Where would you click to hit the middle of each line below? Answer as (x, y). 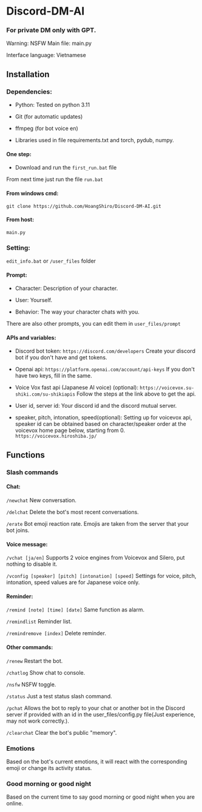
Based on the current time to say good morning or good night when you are (101, 797)
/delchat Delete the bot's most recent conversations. (73, 512)
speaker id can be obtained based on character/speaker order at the (100, 424)
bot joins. (18, 530)
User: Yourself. (34, 300)
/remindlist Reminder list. (39, 622)
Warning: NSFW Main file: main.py (49, 43)
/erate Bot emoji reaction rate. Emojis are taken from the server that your (98, 524)
